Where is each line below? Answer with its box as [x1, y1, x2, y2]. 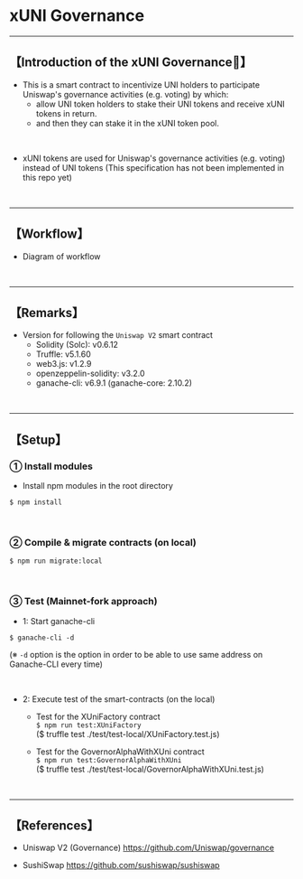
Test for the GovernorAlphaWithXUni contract [35, 746, 205, 757]
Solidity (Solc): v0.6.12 [35, 340, 119, 351]
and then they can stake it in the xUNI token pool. [35, 117, 219, 128]
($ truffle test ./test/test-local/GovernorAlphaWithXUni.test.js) [35, 763, 264, 774]
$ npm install [9, 498, 63, 507]
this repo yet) [22, 172, 72, 182]
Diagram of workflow [22, 250, 101, 262]
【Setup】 [9, 432, 68, 447]
